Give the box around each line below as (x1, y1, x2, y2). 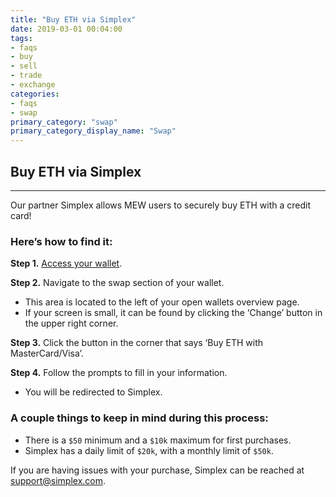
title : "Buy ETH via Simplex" (10, 14, 137, 25)
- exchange (10, 80, 56, 90)
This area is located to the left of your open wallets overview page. (24, 296, 300, 308)
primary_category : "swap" (10, 117, 118, 127)
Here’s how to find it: (10, 234, 113, 248)
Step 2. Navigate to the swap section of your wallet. (10, 277, 225, 289)
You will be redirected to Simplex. (24, 386, 163, 398)
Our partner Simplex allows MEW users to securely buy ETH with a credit (10, 199, 311, 211)
